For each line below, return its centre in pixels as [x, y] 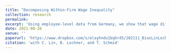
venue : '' [16, 33]
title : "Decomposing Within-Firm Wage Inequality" [60, 10]
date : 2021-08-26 [24, 29]
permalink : [17, 19]
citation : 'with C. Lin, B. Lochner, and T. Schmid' [62, 43]
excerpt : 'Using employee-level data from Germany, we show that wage [82, 24]
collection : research [28, 15]
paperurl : [16, 38]
